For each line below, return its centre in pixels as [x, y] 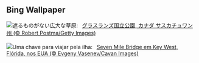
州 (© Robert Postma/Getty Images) [51, 33]
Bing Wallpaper [36, 10]
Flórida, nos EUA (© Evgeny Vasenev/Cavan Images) [72, 53]
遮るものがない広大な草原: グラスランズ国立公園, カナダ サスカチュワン [103, 25]
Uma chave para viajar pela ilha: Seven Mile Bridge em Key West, [95, 47]
